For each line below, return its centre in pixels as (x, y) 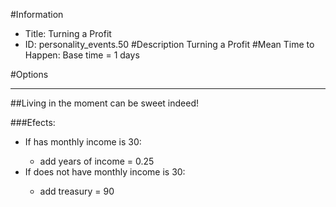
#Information (37, 14)
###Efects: (33, 122)
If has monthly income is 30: (83, 142)
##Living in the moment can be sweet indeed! (104, 103)
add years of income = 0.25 (97, 161)
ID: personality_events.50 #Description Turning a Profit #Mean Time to (169, 44)
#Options (29, 74)
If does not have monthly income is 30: (105, 172)
